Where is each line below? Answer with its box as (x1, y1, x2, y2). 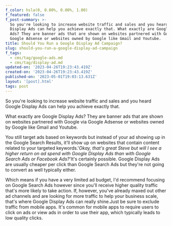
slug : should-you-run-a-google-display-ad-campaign (5, 46, 118, 51)
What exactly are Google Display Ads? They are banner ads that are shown (5, 113, 164, 119)
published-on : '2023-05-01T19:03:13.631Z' (5, 74, 97, 79)
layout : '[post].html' (5, 79, 54, 84)
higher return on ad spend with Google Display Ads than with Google (5, 150, 151, 156)
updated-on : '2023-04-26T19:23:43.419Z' (5, 65, 93, 70)
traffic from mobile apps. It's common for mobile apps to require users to (5, 203, 159, 210)
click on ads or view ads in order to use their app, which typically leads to (5, 209, 160, 215)
